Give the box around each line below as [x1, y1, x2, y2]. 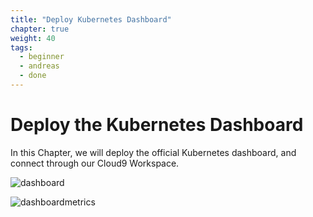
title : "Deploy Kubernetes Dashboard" [10, 14, 172, 25]
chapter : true [10, 24, 70, 34]
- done [19, 71, 47, 81]
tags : [10, 42, 33, 53]
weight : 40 [10, 33, 56, 43]
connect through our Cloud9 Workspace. [10, 157, 180, 169]
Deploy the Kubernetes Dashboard [10, 114, 304, 136]
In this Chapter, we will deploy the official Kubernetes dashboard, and [10, 146, 297, 158]
